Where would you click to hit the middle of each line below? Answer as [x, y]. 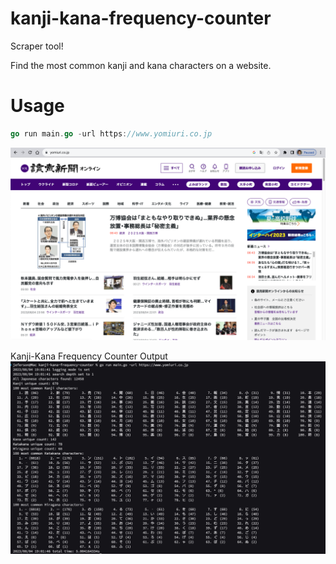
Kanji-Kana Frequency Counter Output [89, 356]
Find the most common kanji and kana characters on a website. [141, 65]
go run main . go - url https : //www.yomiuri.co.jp [111, 133]
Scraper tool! [37, 46]
